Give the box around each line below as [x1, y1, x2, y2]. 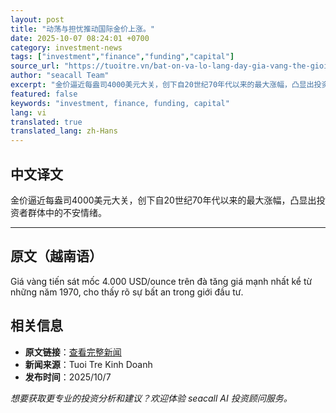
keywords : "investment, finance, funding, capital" [10, 98, 230, 108]
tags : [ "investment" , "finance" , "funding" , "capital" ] [10, 52, 235, 62]
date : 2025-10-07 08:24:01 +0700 [10, 33, 150, 43]
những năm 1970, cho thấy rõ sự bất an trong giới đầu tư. [10, 286, 244, 298]
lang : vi [10, 107, 47, 118]
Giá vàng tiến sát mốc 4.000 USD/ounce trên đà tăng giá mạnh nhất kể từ [10, 275, 313, 287]
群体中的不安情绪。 [27, 206, 107, 218]
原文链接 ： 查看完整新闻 [24, 346, 122, 358]
